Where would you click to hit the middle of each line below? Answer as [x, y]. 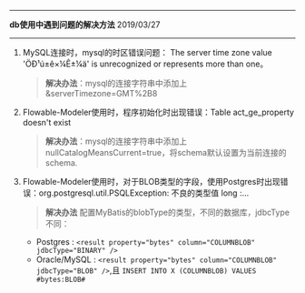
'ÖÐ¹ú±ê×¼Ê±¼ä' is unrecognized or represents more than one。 [145, 64]
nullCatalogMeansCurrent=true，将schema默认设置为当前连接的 [166, 152]
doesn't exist [47, 122]
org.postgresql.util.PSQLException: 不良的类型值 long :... [144, 193]
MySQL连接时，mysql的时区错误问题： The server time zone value [147, 52]
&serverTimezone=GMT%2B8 [101, 93]
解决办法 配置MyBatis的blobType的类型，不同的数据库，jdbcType [167, 212]
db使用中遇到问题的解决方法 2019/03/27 [85, 25]
